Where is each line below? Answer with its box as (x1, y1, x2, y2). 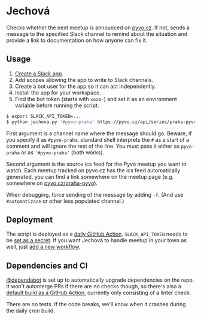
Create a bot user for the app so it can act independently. (14, 83, 157, 90)
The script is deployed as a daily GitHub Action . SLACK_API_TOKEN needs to (6, 230, 188, 237)
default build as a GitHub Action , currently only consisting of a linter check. (6, 289, 191, 297)
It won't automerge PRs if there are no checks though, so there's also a (6, 283, 181, 290)
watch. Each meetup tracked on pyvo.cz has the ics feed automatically (6, 166, 181, 174)
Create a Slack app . (14, 70, 64, 77)
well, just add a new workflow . (6, 243, 81, 251)
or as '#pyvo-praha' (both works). (20, 148, 105, 156)
